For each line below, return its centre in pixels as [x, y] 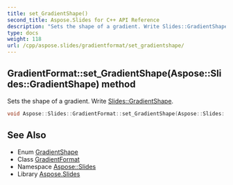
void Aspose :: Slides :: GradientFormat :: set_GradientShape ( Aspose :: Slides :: [118, 114]
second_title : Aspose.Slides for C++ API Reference [83, 20]
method [119, 85]
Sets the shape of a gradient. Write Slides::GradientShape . [90, 101]
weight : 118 [24, 39]
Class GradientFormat [48, 159]
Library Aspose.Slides [49, 174]
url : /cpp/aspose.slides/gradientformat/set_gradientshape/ [96, 46]
